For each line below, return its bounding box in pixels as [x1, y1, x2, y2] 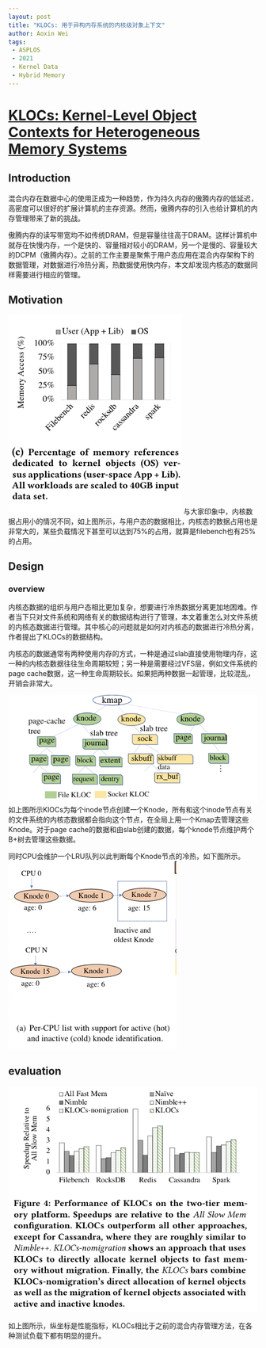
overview [8, 583, 45, 594]
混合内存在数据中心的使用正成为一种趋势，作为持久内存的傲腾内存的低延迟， [8, 193, 258, 203]
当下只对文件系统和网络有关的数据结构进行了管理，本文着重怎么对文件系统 [14, 613, 258, 622]
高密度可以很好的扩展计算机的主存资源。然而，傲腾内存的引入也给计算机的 [8, 203, 251, 213]
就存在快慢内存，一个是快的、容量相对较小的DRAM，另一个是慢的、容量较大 [8, 240, 258, 250]
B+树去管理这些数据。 [8, 834, 81, 844]
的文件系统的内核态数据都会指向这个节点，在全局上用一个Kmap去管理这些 [8, 815, 249, 824]
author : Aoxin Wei [8, 29, 69, 37]
